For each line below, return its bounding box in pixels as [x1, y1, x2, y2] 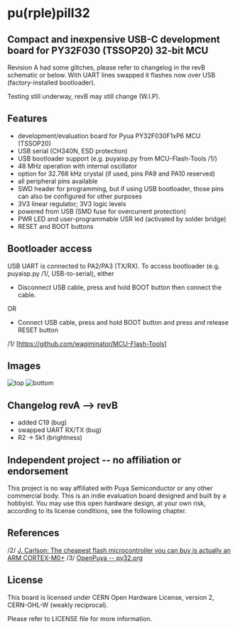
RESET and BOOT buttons [17, 222, 94, 230]
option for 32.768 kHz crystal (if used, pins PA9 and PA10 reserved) [17, 169, 215, 178]
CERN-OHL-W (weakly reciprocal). [7, 601, 109, 609]
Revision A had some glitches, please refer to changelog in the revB [7, 63, 206, 72]
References [7, 527, 60, 539]
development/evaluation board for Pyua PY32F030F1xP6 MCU [17, 131, 201, 140]
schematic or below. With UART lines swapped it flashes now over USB [7, 71, 215, 79]
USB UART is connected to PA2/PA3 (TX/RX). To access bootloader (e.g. [7, 262, 220, 270]
